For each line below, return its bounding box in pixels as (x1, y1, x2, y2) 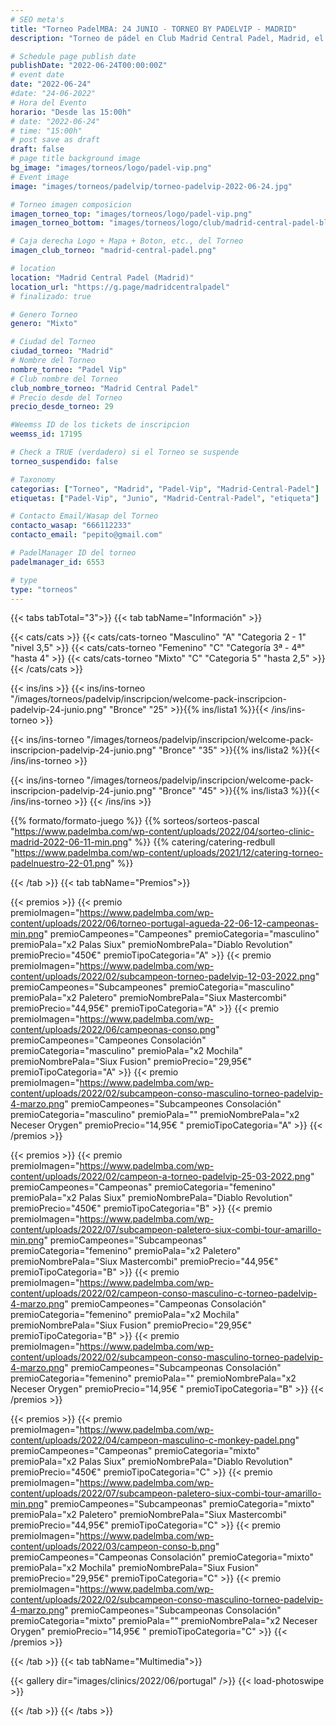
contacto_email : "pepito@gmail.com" (10, 530, 163, 540)
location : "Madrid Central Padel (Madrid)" (10, 272, 195, 283)
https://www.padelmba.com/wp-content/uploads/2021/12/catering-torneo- (14, 847, 324, 859)
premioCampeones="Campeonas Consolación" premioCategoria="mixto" (10, 1551, 314, 1563)
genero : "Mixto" (10, 319, 78, 329)
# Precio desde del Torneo (10, 392, 123, 403)
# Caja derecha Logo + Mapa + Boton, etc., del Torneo (10, 236, 244, 246)
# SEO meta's (10, 14, 65, 25)
